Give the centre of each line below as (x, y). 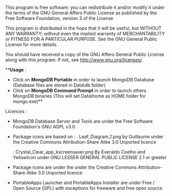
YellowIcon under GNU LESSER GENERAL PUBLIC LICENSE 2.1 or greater (90, 157)
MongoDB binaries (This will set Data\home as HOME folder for (79, 96)
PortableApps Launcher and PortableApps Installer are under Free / (84, 183)
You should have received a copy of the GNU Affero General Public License (85, 54)
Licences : (16, 111)
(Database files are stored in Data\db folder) (59, 85)
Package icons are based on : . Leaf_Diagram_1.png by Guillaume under (88, 137)
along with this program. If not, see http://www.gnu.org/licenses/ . (74, 60)
